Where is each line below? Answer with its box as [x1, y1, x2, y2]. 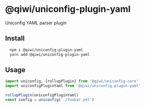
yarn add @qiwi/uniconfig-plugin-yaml [9, 52, 90, 57]
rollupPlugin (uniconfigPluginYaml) [5, 93, 79, 98]
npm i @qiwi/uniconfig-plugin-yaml [9, 47, 83, 53]
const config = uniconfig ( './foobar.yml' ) [5, 97, 94, 102]
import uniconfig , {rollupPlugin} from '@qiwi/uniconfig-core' [5, 79, 139, 84]
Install [5, 34, 25, 43]
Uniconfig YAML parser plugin [5, 20, 67, 26]
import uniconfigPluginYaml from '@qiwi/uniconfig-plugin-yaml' [5, 83, 141, 89]
